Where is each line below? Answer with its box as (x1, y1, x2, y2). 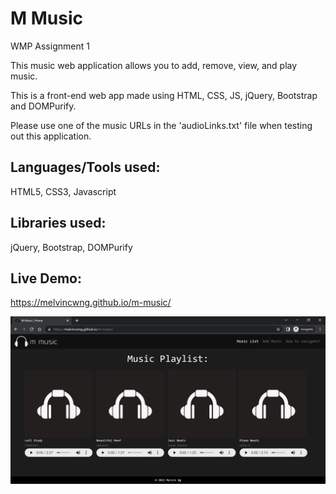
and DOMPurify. (10, 100, 77, 112)
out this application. (10, 130, 92, 142)
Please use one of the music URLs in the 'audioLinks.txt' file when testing (10, 119, 313, 131)
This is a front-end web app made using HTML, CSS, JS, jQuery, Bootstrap (10, 89, 318, 101)
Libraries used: (10, 215, 107, 232)
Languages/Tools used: (10, 159, 161, 176)
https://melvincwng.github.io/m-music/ (10, 297, 172, 309)
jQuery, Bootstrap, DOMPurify (10, 241, 133, 253)
